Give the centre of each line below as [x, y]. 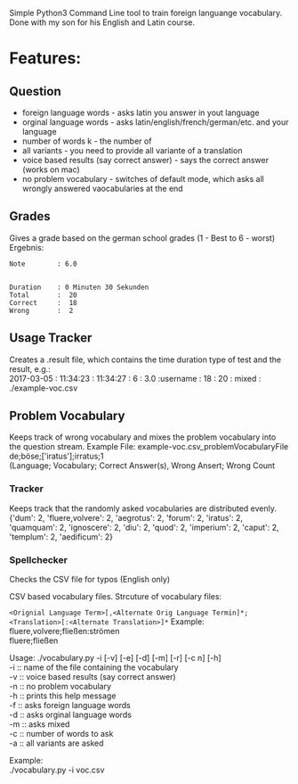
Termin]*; [230, 613]
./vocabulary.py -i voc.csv [57, 770]
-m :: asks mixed [40, 724]
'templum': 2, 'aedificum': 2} [61, 536]
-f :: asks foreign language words [70, 706]
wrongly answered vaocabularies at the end [103, 188]
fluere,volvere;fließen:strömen [64, 631]
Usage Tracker [51, 338]
